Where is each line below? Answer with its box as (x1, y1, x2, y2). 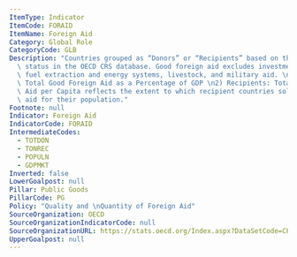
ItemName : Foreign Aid (9, 29, 93, 38)
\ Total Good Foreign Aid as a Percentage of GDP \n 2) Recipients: (17, 79, 271, 87)
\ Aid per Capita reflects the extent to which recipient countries (17, 87, 275, 95)
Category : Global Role (9, 37, 93, 47)
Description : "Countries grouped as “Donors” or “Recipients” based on (9, 54, 278, 63)
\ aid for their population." (17, 94, 128, 104)
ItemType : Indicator (9, 12, 86, 22)
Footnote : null (9, 103, 65, 112)
